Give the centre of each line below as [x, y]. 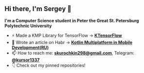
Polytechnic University [28, 26]
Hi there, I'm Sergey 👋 [38, 9]
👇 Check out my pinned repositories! [48, 65]
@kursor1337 [26, 60]
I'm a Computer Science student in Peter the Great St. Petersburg [72, 20]
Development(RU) [30, 47]
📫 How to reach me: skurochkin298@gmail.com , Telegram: [73, 53]
